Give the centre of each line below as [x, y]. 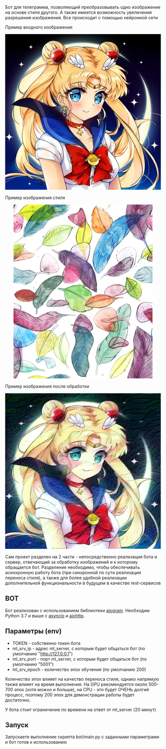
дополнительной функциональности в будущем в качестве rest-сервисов [83, 583]
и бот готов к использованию [36, 742]
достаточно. [18, 700]
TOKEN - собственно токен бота [46, 643]
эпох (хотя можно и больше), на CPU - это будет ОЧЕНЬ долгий [82, 689]
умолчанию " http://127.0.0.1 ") [42, 654]
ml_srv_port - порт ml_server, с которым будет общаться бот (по [80, 659]
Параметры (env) [33, 631]
